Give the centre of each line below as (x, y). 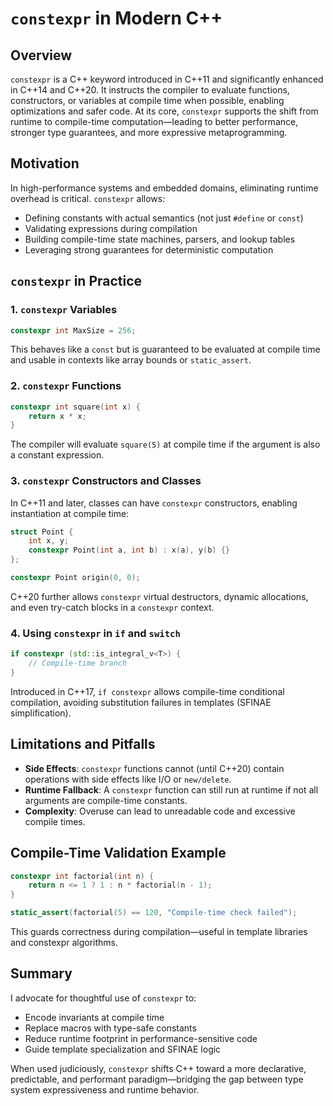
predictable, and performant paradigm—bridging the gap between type (157, 1079)
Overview (41, 55)
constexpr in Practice (76, 281)
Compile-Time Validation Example (118, 853)
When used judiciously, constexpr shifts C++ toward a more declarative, (158, 1068)
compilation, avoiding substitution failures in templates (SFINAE (141, 702)
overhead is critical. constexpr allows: (88, 198)
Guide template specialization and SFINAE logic (123, 1049)
